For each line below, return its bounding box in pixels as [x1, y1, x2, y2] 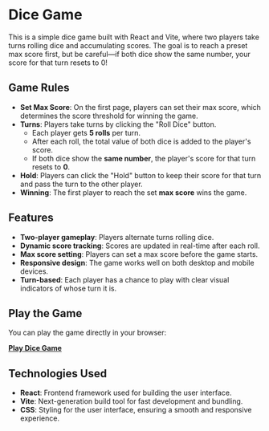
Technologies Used [8, 367, 107, 380]
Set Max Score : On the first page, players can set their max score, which [19, 102, 261, 112]
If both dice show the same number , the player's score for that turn [31, 153, 256, 163]
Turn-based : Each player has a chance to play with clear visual [19, 274, 230, 284]
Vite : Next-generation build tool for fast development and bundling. [19, 396, 243, 406]
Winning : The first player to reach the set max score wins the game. [19, 187, 247, 197]
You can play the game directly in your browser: [8, 327, 167, 338]
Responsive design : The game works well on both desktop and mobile [19, 258, 255, 267]
